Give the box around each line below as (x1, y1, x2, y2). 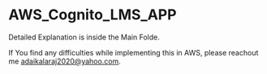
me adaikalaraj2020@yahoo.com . (8, 56, 122, 66)
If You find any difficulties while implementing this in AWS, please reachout (8, 47, 259, 57)
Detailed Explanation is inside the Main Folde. (8, 32, 160, 42)
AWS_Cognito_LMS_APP (8, 6, 177, 24)
